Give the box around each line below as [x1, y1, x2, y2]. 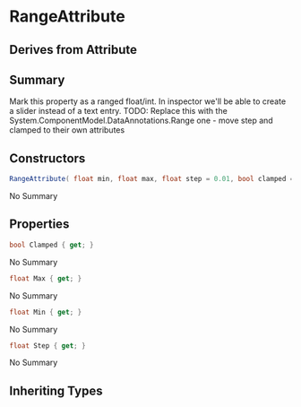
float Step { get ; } [9, 341, 87, 351]
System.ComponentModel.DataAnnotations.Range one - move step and [9, 115, 273, 126]
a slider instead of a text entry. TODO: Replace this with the [9, 106, 228, 117]
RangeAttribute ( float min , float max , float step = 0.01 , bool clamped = [9, 175, 295, 184]
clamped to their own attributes [9, 125, 125, 135]
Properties [9, 217, 70, 232]
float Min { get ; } [9, 307, 82, 316]
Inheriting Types [9, 383, 103, 398]
